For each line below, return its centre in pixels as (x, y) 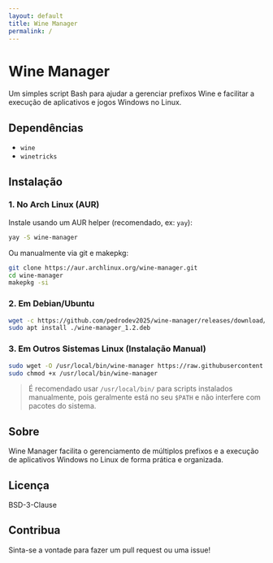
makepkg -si (28, 283)
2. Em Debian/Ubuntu (52, 304)
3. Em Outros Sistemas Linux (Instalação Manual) (107, 349)
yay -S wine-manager (43, 237)
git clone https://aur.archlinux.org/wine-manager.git (103, 268)
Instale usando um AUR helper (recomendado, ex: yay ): (100, 222)
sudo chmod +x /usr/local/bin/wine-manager (83, 373)
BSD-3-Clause (32, 505)
